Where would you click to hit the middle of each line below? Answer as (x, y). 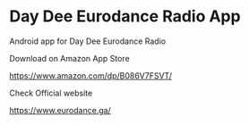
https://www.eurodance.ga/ (60, 110)
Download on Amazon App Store (69, 58)
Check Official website (51, 93)
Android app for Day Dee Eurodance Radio (88, 41)
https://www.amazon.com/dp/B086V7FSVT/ (91, 75)
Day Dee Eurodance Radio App (125, 17)
